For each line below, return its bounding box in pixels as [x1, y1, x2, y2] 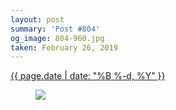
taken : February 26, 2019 [10, 42, 118, 53]
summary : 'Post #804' [10, 24, 101, 34]
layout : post [10, 14, 65, 25]
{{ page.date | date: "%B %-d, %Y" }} [10, 70, 166, 82]
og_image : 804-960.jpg [10, 33, 105, 43]
